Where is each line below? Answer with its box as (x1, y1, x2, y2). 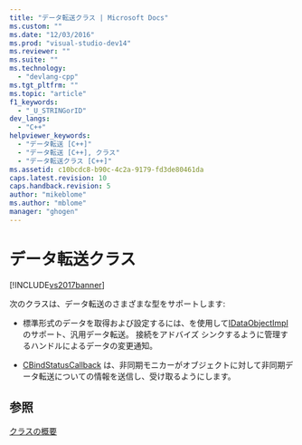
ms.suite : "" (9, 55, 59, 64)
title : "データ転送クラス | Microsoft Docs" (9, 13, 169, 23)
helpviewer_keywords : (9, 131, 91, 140)
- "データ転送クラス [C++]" (17, 156, 112, 166)
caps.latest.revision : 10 (9, 173, 107, 182)
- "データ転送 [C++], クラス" (17, 148, 120, 157)
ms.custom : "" (9, 22, 63, 31)
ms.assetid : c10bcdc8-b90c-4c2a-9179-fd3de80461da (9, 165, 204, 174)
